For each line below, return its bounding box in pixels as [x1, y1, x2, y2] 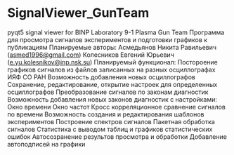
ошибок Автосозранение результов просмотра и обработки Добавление [7, 132, 227, 141]
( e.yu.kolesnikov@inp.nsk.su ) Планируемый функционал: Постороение [7, 58, 218, 66]
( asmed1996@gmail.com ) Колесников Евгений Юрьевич [7, 50, 174, 59]
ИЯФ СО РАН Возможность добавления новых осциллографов [7, 72, 195, 81]
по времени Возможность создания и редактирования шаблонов [7, 110, 204, 119]
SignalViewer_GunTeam [7, 5, 150, 21]
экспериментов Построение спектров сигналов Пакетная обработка [7, 117, 216, 126]
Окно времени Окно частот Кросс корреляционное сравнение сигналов [7, 102, 226, 111]
